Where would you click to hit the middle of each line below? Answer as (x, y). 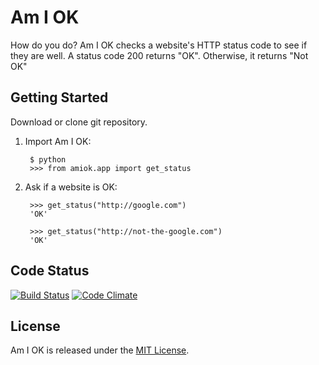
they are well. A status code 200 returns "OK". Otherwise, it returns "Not (159, 55)
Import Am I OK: (58, 141)
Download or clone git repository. (79, 122)
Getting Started (59, 97)
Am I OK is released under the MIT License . (100, 350)
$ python (48, 159)
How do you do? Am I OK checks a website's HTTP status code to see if (159, 45)
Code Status (50, 271)
